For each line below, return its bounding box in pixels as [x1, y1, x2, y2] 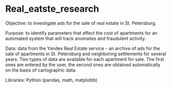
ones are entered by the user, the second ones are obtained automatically [5, 61, 161, 68]
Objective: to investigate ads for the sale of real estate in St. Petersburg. [5, 20, 157, 26]
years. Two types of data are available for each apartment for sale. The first [5, 56, 164, 62]
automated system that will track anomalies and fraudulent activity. [5, 35, 146, 41]
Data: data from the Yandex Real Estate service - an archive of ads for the [5, 45, 160, 51]
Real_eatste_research [5, 3, 100, 15]
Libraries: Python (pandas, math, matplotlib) [5, 77, 98, 83]
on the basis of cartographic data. [5, 67, 77, 73]
